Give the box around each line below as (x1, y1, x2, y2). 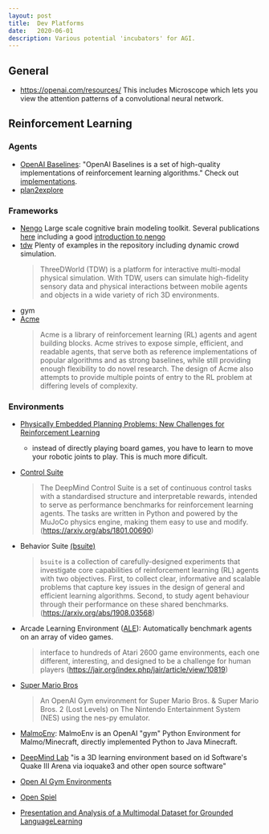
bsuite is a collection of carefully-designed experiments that (39, 557, 241, 566)
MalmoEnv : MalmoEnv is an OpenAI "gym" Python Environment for (19, 729, 241, 738)
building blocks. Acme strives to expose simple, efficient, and (39, 338, 243, 348)
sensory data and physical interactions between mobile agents (39, 282, 248, 292)
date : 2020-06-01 (8, 27, 74, 35)
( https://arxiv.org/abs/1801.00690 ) (39, 525, 154, 535)
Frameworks (8, 205, 59, 216)
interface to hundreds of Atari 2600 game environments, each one (39, 648, 260, 657)
